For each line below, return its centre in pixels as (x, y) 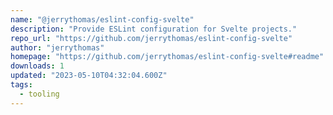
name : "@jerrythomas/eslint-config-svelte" (102, 19)
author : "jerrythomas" (57, 47)
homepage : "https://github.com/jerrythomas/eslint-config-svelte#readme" (167, 57)
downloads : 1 (37, 66)
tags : (21, 85)
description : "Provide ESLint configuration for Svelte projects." (154, 29)
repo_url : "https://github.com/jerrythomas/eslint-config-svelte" (151, 38)
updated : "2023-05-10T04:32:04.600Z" (89, 76)
